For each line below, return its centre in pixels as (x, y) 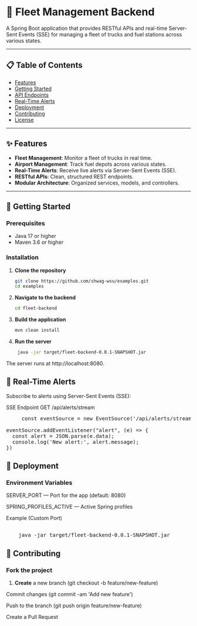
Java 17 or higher (35, 236)
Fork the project (29, 570)
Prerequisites (26, 223)
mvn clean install (37, 331)
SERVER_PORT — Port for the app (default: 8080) (66, 495)
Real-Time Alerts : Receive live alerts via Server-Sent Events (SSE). (96, 170)
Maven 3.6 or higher (39, 242)
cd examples (29, 287)
